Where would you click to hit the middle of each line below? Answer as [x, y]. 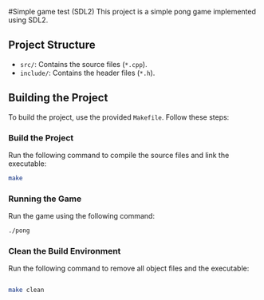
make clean [26, 290]
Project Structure [52, 45]
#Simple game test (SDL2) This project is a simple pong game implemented [132, 12]
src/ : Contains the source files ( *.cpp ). [83, 64]
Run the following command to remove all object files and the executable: [129, 268]
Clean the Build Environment [65, 251]
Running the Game [45, 199]
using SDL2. [28, 20]
